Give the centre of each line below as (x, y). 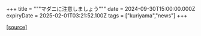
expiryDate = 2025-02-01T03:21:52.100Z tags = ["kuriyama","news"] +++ (97, 16)
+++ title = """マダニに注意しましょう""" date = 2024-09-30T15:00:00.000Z (101, 9)
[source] (17, 27)
